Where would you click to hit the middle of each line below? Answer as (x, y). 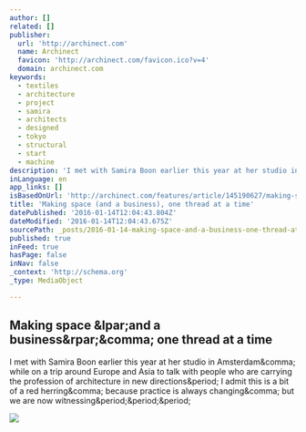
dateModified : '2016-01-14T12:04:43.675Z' (91, 221)
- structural (42, 145)
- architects (42, 119)
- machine (36, 162)
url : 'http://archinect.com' (73, 43)
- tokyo (32, 137)
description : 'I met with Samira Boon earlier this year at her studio (148, 170)
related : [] (32, 26)
